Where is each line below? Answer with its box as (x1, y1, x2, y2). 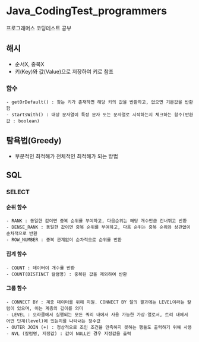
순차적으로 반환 (6, 230, 37, 237)
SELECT (6, 188, 30, 197)
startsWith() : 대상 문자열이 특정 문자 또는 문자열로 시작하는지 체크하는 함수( (11, 112, 185, 118)
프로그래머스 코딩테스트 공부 (6, 24, 72, 31)
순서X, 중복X (14, 61, 45, 68)
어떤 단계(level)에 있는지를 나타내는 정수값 (6, 318, 101, 324)
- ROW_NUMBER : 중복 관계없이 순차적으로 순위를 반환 (6, 237, 122, 243)
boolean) (18, 118, 40, 124)
